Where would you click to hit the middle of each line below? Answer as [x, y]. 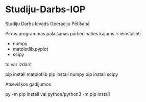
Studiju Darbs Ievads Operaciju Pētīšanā [47, 24]
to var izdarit [19, 64]
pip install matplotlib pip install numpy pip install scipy [62, 74]
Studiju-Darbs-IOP [45, 9]
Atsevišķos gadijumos [28, 84]
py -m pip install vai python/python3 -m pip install [58, 94]
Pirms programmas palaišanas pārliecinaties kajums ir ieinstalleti [73, 33]
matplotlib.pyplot [30, 49]
